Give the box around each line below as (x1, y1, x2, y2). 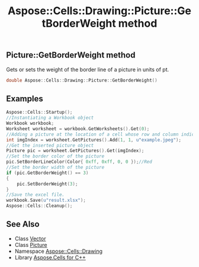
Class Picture (14, 241, 47, 248)
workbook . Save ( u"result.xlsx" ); (6, 197, 86, 204)
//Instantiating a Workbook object (6, 115, 94, 121)
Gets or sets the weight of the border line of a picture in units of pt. (6, 66, 169, 73)
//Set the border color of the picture (6, 153, 105, 159)
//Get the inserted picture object (6, 142, 94, 149)
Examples (6, 94, 43, 104)
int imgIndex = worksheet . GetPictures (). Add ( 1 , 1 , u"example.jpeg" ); (6, 137, 182, 143)
